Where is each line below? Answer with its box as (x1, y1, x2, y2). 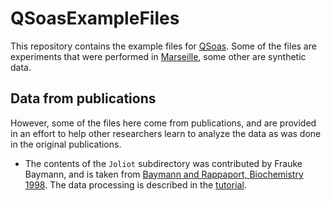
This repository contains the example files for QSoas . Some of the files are (10, 40, 317, 52)
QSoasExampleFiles (10, 7, 180, 30)
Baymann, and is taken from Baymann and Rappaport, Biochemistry (24, 168, 304, 180)
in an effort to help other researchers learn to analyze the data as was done (10, 127, 322, 139)
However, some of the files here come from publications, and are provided (10, 117, 317, 129)
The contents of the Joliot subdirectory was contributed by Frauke (24, 157, 303, 169)
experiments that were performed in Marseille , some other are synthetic (10, 50, 307, 62)
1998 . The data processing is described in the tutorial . (24, 178, 247, 191)
